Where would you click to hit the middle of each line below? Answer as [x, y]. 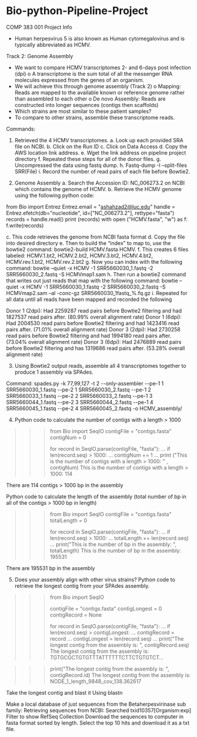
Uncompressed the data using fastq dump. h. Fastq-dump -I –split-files [101, 165]
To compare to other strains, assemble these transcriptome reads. [95, 117]
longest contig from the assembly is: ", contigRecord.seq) [119, 645]
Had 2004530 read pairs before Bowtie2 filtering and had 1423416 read [93, 323]
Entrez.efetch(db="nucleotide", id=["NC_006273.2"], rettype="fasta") [90, 213]
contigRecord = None [76, 615]
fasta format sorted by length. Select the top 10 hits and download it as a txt [98, 723]
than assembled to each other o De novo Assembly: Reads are [90, 99]
